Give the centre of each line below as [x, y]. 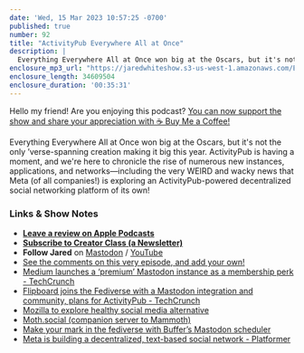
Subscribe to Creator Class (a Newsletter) [103, 243]
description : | [38, 52]
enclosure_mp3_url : [46, 69]
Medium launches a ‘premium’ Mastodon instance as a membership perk [158, 272]
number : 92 [30, 34]
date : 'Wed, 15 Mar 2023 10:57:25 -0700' [89, 18]
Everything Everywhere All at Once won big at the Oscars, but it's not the [146, 142]
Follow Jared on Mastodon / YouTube [93, 252]
